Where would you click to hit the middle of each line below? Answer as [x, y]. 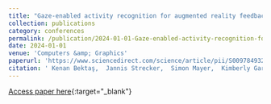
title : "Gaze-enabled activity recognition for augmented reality [122, 16]
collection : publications [52, 23]
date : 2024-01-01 [38, 46]
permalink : [27, 38]
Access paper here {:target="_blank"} [70, 91]
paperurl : [25, 61]
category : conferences [46, 31]
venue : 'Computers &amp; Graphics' [68, 53]
